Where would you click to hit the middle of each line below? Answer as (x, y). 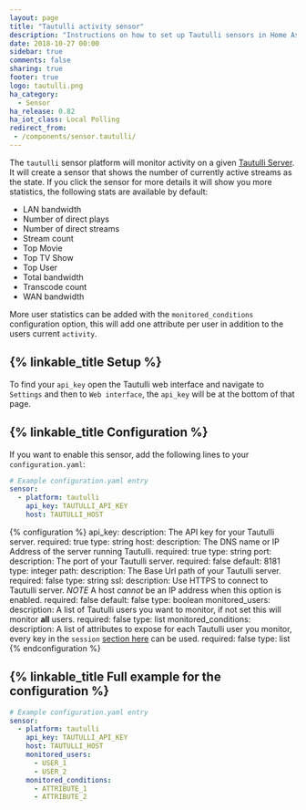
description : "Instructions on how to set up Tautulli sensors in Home (148, 35)
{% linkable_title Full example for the (115, 677)
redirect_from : (38, 129)
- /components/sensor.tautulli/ (75, 137)
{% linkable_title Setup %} (86, 363)
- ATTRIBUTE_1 (61, 789)
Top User (40, 267)
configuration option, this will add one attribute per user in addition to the (147, 324)
